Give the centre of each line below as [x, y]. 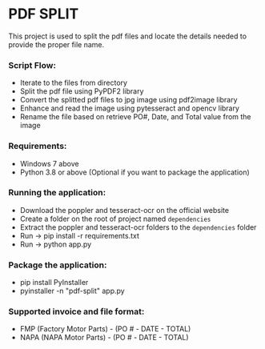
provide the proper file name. [56, 44]
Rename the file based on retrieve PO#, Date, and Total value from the [135, 117]
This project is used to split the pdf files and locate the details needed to [127, 36]
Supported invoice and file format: [76, 311]
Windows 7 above [49, 163]
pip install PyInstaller [54, 283]
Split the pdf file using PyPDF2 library [82, 91]
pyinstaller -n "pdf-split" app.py [72, 291]
